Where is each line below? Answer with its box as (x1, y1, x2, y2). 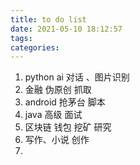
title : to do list (10, 14, 87, 25)
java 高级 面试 (24, 109, 83, 121)
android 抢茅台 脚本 (24, 96, 106, 108)
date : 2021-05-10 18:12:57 (10, 24, 123, 34)
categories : (10, 42, 60, 53)
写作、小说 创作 (24, 134, 90, 146)
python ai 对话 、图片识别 (24, 71, 130, 83)
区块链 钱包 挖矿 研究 (24, 121, 112, 133)
